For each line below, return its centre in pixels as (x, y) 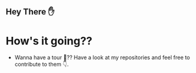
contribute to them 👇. (42, 65)
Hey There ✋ (30, 12)
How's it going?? (49, 41)
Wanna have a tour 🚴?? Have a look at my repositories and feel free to (102, 57)
